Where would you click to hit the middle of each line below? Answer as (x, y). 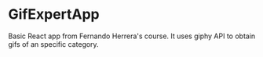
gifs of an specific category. (54, 44)
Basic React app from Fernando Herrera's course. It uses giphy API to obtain (132, 36)
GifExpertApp (54, 14)
